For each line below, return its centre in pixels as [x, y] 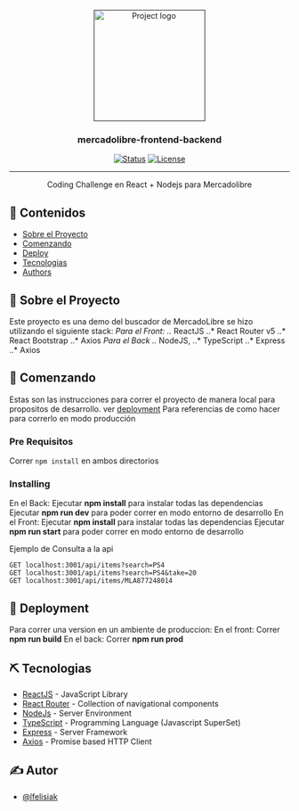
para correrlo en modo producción [73, 418]
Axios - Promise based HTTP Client [87, 741]
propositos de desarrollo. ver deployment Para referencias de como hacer [145, 409]
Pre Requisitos [41, 441]
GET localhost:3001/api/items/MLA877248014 [91, 581]
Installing [30, 484]
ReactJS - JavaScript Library [75, 694]
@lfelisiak [40, 796]
